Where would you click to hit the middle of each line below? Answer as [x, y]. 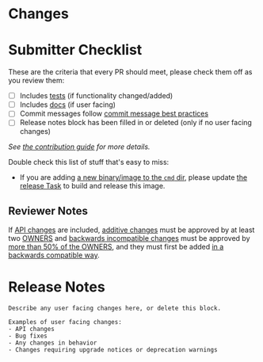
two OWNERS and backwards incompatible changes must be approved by [130, 238]
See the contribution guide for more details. [79, 147]
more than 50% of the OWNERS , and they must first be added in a [116, 247]
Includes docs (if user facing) [68, 105]
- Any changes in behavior [53, 343]
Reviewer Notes [48, 211]
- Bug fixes [28, 336]
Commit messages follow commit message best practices [114, 114]
